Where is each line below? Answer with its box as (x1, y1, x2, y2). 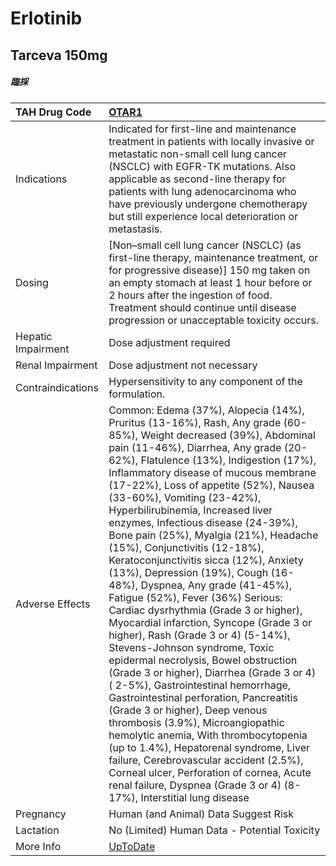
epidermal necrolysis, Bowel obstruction (108, 653, 298, 667)
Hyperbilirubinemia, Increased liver (108, 503, 273, 517)
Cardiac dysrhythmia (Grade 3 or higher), (108, 603, 303, 617)
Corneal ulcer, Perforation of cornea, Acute (108, 765, 312, 779)
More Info (15, 839, 62, 853)
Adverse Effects (15, 597, 91, 611)
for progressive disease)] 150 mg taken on (108, 263, 311, 277)
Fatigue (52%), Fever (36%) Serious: (108, 590, 283, 604)
